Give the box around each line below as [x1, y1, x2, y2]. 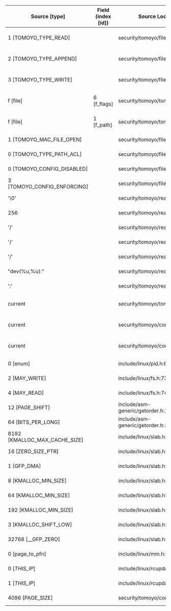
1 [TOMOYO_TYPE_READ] [8, 34, 70, 41]
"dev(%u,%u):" [8, 268, 44, 274]
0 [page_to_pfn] [8, 550, 47, 557]
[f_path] [93, 122, 113, 128]
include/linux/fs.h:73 [118, 375, 168, 381]
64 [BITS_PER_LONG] [8, 419, 60, 426]
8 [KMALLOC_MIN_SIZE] [8, 477, 67, 484]
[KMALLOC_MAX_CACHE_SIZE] [8, 436, 84, 443]
